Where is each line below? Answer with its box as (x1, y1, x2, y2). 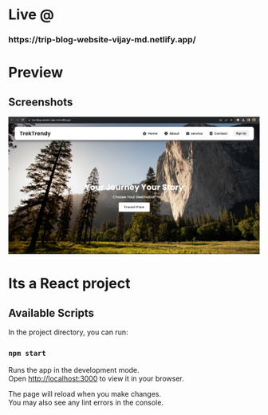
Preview (8, 64, 64, 81)
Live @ (8, 6, 54, 24)
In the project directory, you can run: (8, 327, 128, 337)
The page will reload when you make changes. (8, 389, 162, 399)
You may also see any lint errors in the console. (8, 397, 164, 408)
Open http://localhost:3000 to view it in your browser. (8, 373, 185, 384)
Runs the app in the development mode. (8, 366, 140, 375)
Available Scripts (8, 306, 94, 320)
